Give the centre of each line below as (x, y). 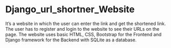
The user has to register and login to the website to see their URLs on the (82, 29)
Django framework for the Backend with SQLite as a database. (71, 40)
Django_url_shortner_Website (70, 9)
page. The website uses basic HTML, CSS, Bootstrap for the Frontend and (83, 34)
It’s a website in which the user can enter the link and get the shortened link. (86, 23)
